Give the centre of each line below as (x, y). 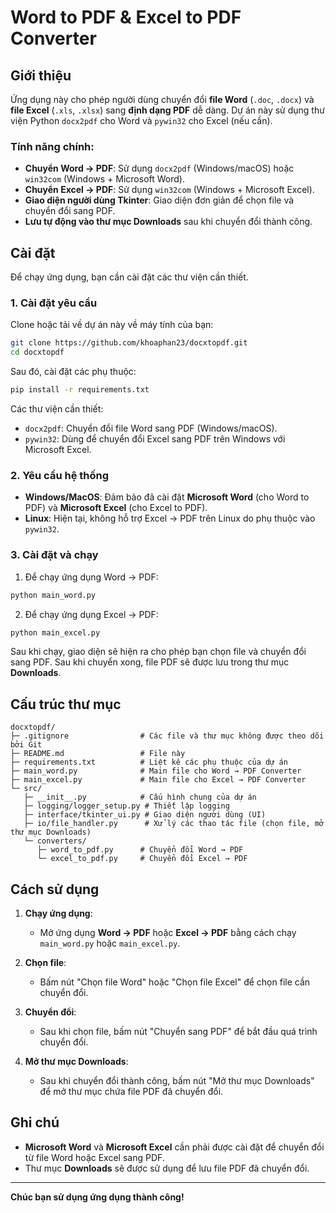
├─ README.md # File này (98, 754)
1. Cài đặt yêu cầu (54, 303)
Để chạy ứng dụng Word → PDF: (91, 577)
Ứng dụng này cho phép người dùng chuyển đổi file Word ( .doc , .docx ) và (162, 99)
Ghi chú (35, 1122)
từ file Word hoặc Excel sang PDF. (94, 1157)
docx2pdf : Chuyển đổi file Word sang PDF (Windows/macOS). (151, 428)
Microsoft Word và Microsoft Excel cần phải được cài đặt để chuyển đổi (174, 1147)
